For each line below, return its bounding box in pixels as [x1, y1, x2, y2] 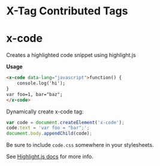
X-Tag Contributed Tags [6, 4, 128, 18]
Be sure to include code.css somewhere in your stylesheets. [6, 141, 154, 149]
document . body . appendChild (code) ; [6, 131, 93, 137]
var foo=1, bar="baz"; [6, 91, 63, 97]
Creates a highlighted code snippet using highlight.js [6, 52, 136, 59]
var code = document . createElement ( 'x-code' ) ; [6, 119, 125, 125]
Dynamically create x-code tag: [6, 108, 84, 115]
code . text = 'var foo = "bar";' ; [6, 125, 90, 131]
